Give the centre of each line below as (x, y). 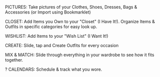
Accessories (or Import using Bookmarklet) (48, 12)
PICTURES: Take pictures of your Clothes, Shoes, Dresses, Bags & (71, 7)
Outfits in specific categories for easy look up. (51, 27)
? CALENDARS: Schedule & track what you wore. (54, 69)
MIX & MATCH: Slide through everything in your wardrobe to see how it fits (80, 55)
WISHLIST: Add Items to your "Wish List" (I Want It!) (57, 36)
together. (14, 60)
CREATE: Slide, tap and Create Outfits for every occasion (62, 45)
